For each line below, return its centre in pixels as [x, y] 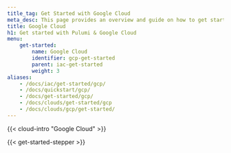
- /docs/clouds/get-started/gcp [66, 103]
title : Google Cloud [37, 26]
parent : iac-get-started [67, 64]
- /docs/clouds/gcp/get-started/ [67, 109]
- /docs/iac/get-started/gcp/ [63, 84]
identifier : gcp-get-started [74, 58]
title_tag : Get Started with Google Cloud [69, 13]
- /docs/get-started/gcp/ [57, 97]
